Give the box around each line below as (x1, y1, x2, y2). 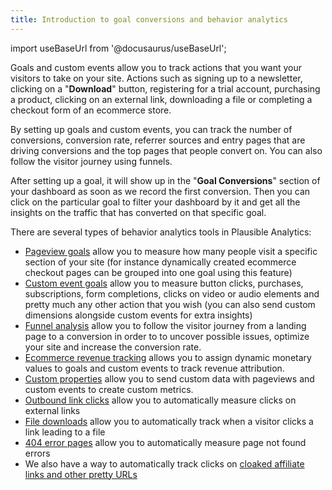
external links (24, 404, 81, 416)
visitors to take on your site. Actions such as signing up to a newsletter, (10, 72, 303, 84)
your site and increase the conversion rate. (24, 341, 202, 353)
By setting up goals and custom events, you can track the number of (10, 123, 293, 135)
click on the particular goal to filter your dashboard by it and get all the (10, 196, 301, 208)
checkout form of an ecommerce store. (10, 104, 172, 116)
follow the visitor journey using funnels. (10, 155, 173, 167)
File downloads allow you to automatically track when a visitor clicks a (24, 415, 314, 427)
